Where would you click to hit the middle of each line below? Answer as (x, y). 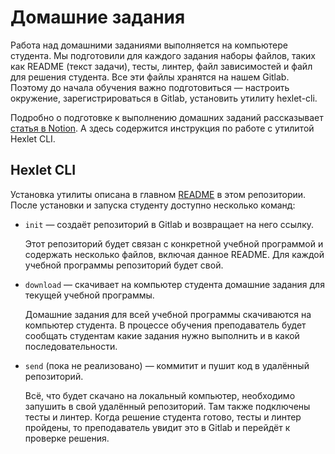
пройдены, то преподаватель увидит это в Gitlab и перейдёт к (157, 427)
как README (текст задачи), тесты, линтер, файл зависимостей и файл (161, 66)
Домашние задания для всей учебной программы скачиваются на (168, 314)
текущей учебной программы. (89, 295)
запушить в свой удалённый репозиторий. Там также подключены (167, 406)
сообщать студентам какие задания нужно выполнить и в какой (162, 335)
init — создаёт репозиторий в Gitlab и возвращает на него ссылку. (169, 224)
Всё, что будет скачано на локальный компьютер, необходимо (160, 395)
